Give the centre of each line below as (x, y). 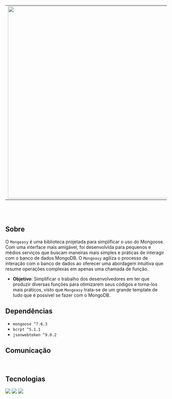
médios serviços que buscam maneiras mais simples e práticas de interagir (85, 253)
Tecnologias (25, 379)
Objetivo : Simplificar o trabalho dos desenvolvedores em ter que (81, 279)
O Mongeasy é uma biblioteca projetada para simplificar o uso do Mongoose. (85, 241)
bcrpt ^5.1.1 (27, 329)
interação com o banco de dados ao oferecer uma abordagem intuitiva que (84, 263)
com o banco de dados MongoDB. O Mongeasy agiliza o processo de (77, 258)
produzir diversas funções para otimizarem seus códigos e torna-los (85, 284)
